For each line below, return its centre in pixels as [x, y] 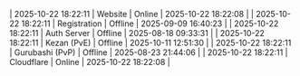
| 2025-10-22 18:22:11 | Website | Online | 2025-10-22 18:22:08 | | [131, 14]
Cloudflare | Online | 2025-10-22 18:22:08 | [90, 62]
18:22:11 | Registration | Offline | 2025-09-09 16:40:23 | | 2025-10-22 [150, 24]
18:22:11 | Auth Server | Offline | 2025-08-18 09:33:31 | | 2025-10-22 [137, 33]
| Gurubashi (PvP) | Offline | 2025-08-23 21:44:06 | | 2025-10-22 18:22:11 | [149, 52]
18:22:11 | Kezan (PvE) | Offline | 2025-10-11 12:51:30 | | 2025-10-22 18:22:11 [150, 43]
